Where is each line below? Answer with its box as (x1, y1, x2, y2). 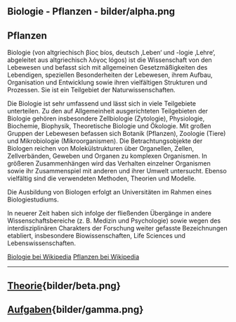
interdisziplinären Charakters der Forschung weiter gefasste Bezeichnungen (7, 224, 228, 233)
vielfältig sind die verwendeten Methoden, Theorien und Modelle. (7, 174, 197, 182)
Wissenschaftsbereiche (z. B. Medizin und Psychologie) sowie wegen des (7, 216, 221, 225)
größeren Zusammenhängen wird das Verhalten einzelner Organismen (7, 159, 211, 168)
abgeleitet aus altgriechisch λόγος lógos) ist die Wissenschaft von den (7, 56, 212, 64)
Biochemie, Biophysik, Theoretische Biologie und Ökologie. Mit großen (7, 122, 211, 130)
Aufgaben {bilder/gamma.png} (7, 303, 144, 316)
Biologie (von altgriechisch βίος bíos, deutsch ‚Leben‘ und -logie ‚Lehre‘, (7, 49, 216, 57)
